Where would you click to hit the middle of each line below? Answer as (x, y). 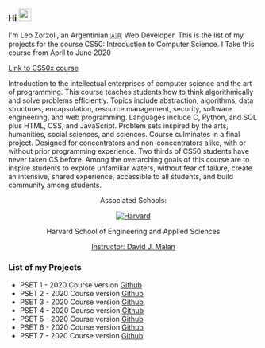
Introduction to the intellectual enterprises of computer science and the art (130, 84)
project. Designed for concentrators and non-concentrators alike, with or (127, 143)
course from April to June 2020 (60, 53)
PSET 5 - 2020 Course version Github (82, 319)
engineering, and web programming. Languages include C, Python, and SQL (133, 117)
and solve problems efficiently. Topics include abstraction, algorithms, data (131, 100)
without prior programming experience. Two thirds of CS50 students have (129, 151)
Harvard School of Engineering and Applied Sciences (133, 232)
